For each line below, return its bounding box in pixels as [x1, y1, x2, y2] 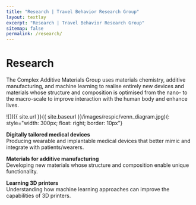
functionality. [6, 168, 39, 175]
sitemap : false [6, 25, 44, 32]
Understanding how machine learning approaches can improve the [6, 186, 170, 193]
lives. [6, 102, 19, 109]
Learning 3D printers [6, 179, 59, 187]
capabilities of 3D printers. [6, 192, 71, 200]
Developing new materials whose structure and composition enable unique [6, 161, 189, 169]
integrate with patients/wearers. [6, 144, 84, 151]
